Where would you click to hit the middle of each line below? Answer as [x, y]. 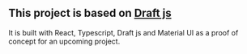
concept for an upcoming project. [64, 41]
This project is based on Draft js [90, 13]
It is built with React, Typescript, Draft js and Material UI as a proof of [123, 32]
